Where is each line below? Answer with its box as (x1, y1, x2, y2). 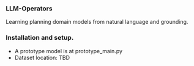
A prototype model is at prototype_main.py (14, 47, 123, 54)
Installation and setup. (6, 34, 74, 42)
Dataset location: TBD (14, 54, 70, 61)
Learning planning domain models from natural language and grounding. (6, 18, 188, 26)
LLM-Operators (6, 4, 53, 13)
